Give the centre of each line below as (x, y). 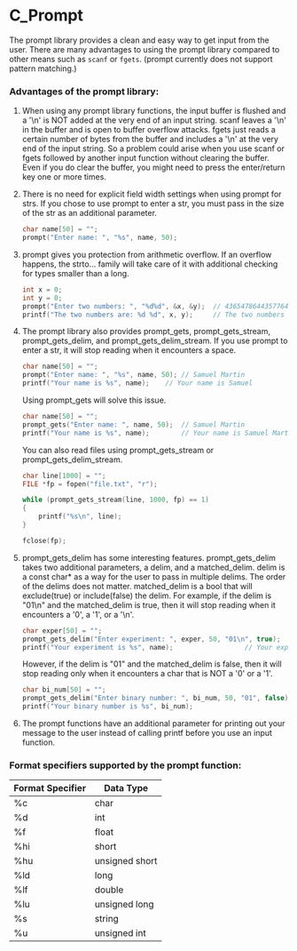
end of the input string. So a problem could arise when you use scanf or (153, 148)
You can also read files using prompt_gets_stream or (118, 450)
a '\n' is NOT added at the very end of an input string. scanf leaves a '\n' (154, 120)
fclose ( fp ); (44, 540)
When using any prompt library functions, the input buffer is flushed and (154, 111)
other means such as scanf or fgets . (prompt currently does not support (141, 59)
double (109, 890)
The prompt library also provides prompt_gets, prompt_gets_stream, (146, 332)
